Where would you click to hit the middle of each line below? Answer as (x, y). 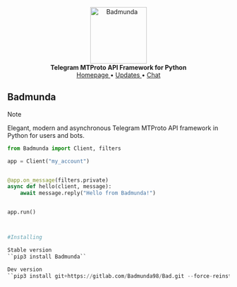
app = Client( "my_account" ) (49, 161)
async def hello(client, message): (60, 187)
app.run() (22, 212)
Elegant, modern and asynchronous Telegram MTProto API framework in (113, 128)
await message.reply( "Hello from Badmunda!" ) (88, 193)
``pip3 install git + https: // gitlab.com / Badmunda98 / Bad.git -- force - (110, 276)
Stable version (30, 250)
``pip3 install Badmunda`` (47, 257)
